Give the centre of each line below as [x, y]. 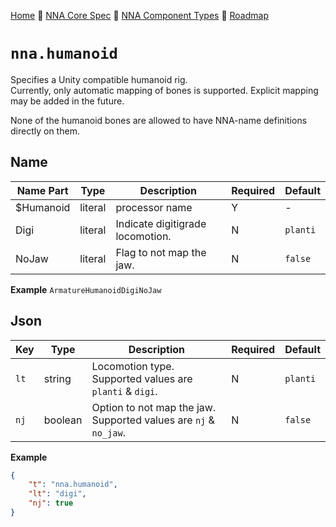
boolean [63, 420]
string [57, 378]
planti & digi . [124, 391]
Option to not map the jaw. [154, 407]
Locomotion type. [133, 366]
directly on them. [45, 131]
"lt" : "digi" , [57, 494]
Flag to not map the [161, 252]
